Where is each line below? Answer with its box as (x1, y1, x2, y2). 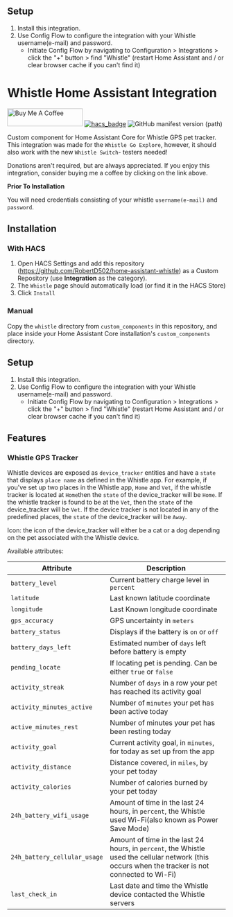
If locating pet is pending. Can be (110, 658, 218, 668)
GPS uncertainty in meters (110, 616, 194, 626)
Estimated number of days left (110, 638, 207, 648)
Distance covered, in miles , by (110, 758, 208, 768)
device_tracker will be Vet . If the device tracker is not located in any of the (7, 505, 219, 514)
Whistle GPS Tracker (7, 453, 78, 462)
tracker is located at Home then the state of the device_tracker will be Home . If (7, 491, 223, 499)
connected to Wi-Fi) (110, 870, 177, 880)
